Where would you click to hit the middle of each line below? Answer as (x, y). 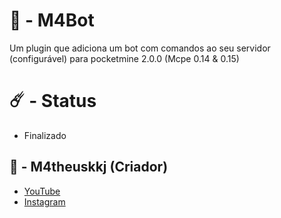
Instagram (44, 201)
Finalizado (45, 135)
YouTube (42, 191)
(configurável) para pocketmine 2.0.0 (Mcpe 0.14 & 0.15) (124, 58)
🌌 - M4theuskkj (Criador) (89, 167)
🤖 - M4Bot (52, 20)
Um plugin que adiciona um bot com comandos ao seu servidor (140, 48)
